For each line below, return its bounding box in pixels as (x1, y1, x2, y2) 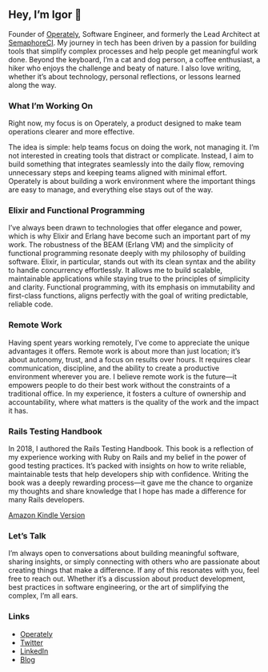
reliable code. (8, 299, 54, 309)
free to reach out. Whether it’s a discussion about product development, (8, 574, 246, 584)
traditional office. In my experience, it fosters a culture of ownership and (8, 389, 246, 398)
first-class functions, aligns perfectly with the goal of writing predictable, (8, 291, 249, 301)
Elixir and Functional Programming (8, 205, 146, 216)
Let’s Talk (8, 530, 46, 541)
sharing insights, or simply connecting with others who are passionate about (8, 557, 260, 566)
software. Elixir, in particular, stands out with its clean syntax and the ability (8, 257, 256, 266)
